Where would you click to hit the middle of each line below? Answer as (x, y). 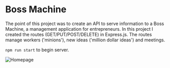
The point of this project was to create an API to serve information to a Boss (85, 24)
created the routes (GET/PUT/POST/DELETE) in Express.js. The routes (79, 34)
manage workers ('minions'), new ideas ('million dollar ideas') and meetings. (85, 40)
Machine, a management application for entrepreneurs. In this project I (79, 29)
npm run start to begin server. (37, 50)
